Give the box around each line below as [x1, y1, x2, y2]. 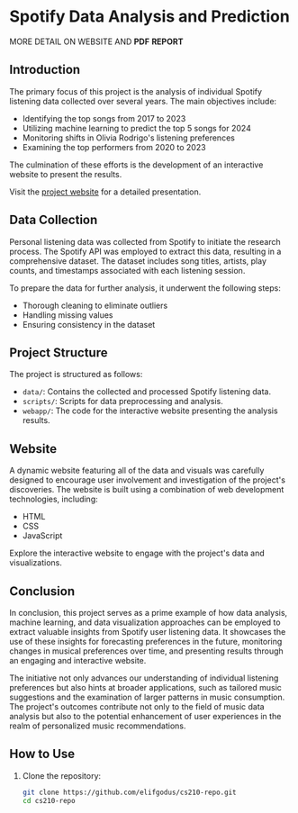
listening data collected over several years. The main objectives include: [9, 95, 277, 106]
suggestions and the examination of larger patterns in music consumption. [9, 691, 285, 702]
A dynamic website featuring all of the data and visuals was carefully [9, 465, 265, 476]
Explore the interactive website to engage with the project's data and [9, 547, 266, 559]
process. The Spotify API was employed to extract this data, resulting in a [9, 246, 282, 257]
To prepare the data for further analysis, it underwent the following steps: [9, 282, 282, 294]
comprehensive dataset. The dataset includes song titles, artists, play [9, 255, 267, 266]
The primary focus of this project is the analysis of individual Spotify [9, 86, 263, 96]
